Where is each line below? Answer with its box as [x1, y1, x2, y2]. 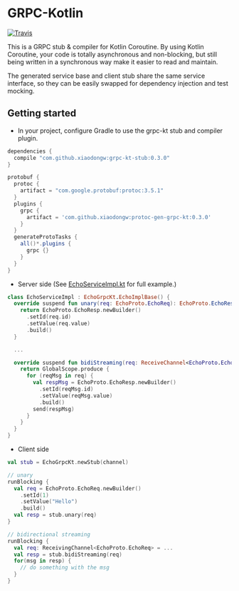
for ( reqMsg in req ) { [26, 373, 94, 380]
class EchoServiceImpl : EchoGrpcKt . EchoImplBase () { [7, 293, 171, 300]
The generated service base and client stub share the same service [7, 71, 206, 80]
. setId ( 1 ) [20, 491, 50, 499]
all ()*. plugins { [20, 241, 72, 248]
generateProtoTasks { [14, 233, 78, 241]
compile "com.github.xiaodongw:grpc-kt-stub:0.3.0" [14, 154, 171, 161]
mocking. [7, 86, 35, 95]
